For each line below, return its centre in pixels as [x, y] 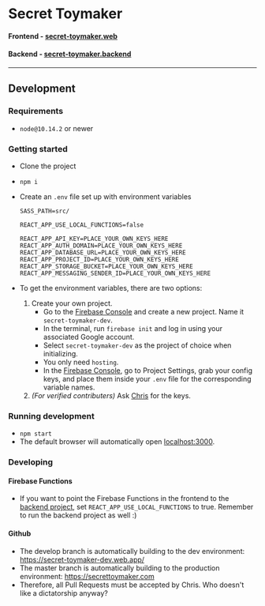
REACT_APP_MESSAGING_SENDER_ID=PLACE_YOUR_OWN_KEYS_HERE [115, 273]
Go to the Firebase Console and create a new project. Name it [144, 311]
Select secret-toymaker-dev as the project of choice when [137, 345]
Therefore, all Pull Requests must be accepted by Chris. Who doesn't [132, 585]
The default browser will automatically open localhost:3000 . [117, 442]
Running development [51, 416]
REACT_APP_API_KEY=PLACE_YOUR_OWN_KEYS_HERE [94, 239]
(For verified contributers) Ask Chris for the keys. [111, 395]
